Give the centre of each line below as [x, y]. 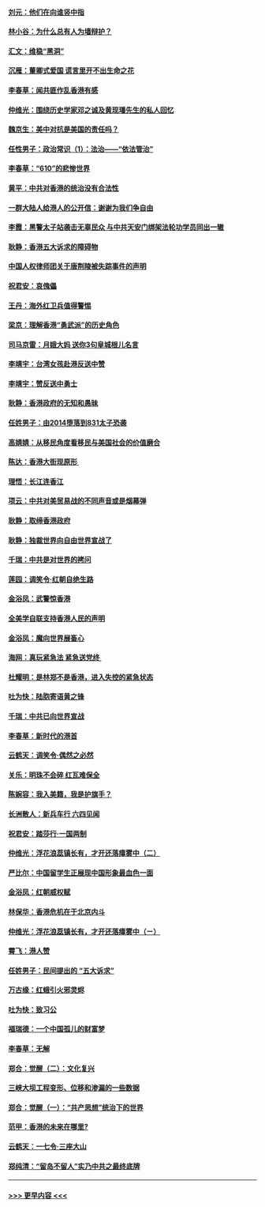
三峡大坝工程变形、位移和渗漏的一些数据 [74, 1088]
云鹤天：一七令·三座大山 [47, 1147]
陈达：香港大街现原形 [43, 462]
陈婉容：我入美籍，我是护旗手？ [60, 794]
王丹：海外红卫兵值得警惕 [50, 305]
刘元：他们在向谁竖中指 [46, 12]
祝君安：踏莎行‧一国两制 [47, 833]
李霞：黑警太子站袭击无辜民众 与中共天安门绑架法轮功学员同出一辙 [116, 227]
